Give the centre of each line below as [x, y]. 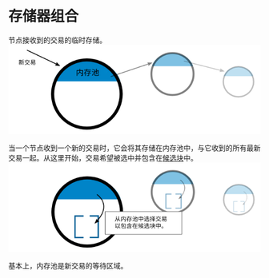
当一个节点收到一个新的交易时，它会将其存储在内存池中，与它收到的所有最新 [134, 148]
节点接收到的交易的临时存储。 [57, 40]
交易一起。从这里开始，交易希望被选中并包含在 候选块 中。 [103, 158]
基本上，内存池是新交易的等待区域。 [68, 266]
